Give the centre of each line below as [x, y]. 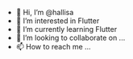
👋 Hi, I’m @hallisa [45, 12]
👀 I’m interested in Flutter [58, 21]
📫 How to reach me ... [53, 47]
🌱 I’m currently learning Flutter [66, 29]
